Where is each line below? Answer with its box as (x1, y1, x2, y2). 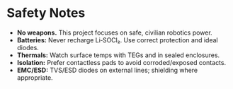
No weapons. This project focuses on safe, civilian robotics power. (16, 28, 213, 37)
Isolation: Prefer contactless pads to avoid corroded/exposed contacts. (16, 58, 227, 66)
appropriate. (16, 73, 54, 82)
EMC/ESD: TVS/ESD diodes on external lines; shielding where (16, 66, 198, 74)
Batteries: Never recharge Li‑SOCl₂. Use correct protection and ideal (16, 35, 218, 44)
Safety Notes (6, 5, 86, 21)
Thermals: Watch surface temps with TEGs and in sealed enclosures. (16, 51, 220, 59)
